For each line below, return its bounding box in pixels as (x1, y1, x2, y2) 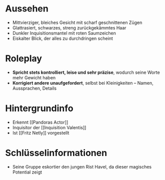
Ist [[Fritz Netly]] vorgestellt (12, 130, 69, 136)
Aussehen (5, 3, 48, 14)
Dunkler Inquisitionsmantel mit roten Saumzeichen (12, 30, 116, 36)
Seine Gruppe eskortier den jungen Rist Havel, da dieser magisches (12, 164, 151, 170)
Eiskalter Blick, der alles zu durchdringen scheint (12, 35, 113, 41)
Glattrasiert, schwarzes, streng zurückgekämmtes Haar (12, 24, 126, 30)
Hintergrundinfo (5, 103, 73, 114)
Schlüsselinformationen (5, 148, 107, 159)
